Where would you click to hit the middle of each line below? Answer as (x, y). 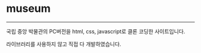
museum (28, 9)
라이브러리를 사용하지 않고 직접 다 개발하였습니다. (64, 44)
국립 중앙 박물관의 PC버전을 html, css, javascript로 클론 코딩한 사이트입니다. (96, 31)
